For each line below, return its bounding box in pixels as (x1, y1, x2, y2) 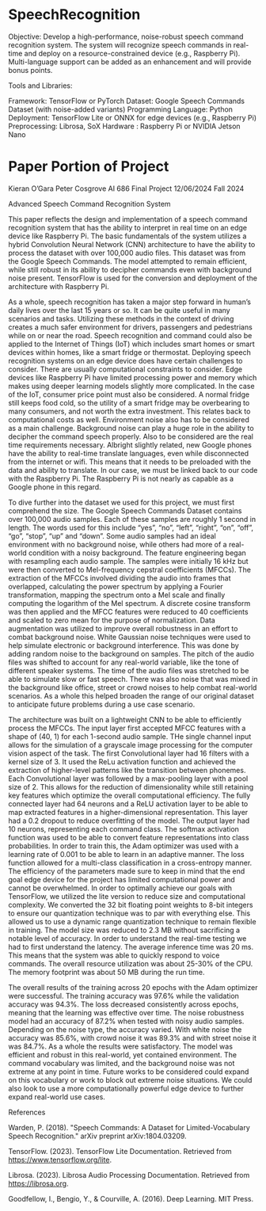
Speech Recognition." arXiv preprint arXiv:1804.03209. (8, 1131, 188, 1141)
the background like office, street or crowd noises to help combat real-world (8, 683, 257, 692)
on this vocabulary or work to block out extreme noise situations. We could (8, 1075, 253, 1084)
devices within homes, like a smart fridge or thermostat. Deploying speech (8, 347, 251, 357)
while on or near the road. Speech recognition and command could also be (8, 330, 253, 340)
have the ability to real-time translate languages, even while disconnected (8, 448, 249, 458)
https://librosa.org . (8, 1179, 69, 1188)
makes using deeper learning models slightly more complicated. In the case (8, 381, 255, 390)
